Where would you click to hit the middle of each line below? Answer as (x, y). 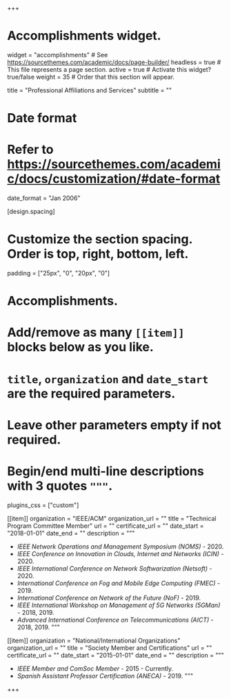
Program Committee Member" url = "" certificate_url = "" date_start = (106, 526)
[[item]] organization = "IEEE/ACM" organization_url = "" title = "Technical (112, 518)
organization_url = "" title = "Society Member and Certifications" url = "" (110, 648)
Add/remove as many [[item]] (96, 333)
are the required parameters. (91, 393)
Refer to (30, 150)
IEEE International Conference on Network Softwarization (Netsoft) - (114, 568)
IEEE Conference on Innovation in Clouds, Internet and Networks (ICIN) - (120, 553)
